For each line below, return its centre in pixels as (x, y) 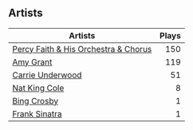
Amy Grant (32, 61)
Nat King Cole (38, 88)
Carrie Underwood (47, 75)
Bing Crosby (35, 100)
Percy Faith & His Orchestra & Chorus (82, 49)
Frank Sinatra (37, 113)
